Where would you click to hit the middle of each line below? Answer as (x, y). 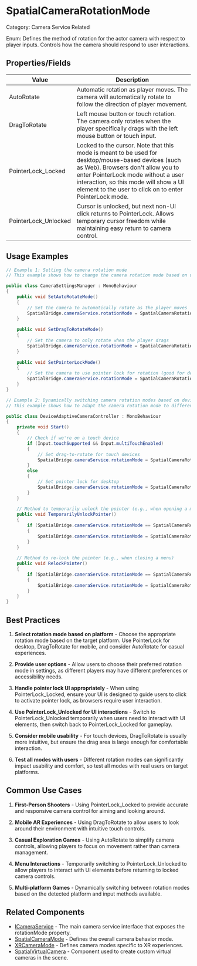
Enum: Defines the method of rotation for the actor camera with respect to (96, 38)
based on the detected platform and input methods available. (88, 894)
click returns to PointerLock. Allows (125, 214)
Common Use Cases (44, 791)
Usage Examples (37, 256)
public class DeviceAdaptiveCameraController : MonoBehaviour (84, 416)
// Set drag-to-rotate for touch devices (89, 454)
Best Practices (33, 620)
